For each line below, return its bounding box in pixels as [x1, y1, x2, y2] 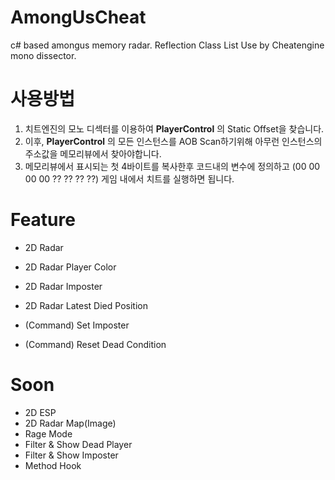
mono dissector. [10, 49, 77, 61]
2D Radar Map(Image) [24, 417, 117, 429]
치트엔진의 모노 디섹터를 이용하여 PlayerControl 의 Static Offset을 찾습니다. [24, 122, 325, 135]
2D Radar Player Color [24, 261, 117, 273]
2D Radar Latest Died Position [24, 299, 148, 311]
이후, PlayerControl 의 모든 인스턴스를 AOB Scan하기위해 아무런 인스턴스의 [24, 135, 323, 147]
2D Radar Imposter [24, 280, 103, 292]
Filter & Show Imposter [24, 449, 119, 461]
